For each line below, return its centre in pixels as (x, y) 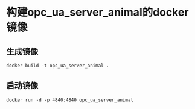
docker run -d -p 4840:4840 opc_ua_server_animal (70, 100)
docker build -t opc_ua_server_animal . (58, 66)
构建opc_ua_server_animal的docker (97, 12)
